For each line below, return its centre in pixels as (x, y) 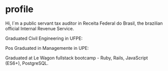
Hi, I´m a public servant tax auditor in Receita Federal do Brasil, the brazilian (84, 23)
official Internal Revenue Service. (40, 28)
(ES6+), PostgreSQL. (27, 63)
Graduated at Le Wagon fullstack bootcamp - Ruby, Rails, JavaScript (77, 58)
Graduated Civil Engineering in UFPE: (44, 38)
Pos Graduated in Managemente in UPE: (47, 48)
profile (19, 9)
